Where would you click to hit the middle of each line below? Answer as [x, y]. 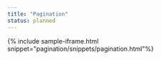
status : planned [31, 21]
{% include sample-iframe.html [53, 41]
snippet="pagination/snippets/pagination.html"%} [81, 49]
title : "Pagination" [38, 14]
